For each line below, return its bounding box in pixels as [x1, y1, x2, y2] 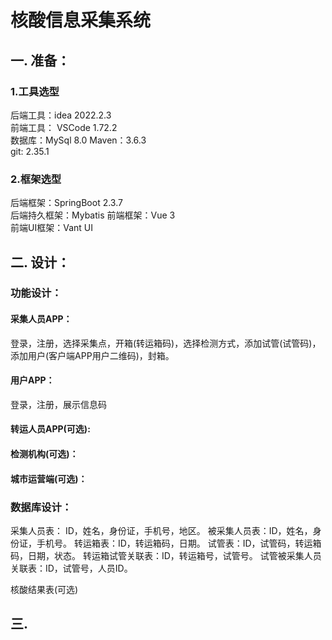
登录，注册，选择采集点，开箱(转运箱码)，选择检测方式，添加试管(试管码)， [10, 337, 322, 349]
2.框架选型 [10, 172, 62, 186]
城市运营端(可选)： [10, 472, 88, 485]
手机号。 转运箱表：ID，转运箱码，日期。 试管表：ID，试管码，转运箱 [36, 537, 322, 549]
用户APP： [10, 374, 55, 386]
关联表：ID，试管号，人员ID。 [10, 562, 133, 574]
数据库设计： [10, 500, 73, 514]
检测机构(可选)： [10, 448, 79, 460]
